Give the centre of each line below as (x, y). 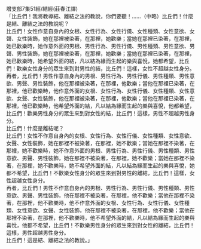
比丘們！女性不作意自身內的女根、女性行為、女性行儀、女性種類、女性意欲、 (100, 136)
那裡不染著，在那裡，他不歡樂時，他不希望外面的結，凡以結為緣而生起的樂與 (100, 218)
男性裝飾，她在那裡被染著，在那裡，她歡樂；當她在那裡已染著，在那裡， (106, 53)
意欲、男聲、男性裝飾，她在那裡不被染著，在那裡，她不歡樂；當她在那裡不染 (100, 158)
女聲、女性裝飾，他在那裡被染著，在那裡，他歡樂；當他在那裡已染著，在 (106, 98)
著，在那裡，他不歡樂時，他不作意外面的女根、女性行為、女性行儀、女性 (95, 203)
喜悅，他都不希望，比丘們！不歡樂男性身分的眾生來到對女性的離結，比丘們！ (100, 225)
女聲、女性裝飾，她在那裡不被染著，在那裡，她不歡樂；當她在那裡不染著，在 (100, 143)
